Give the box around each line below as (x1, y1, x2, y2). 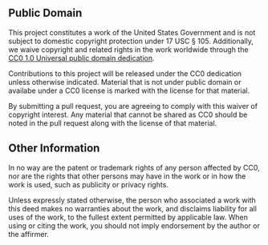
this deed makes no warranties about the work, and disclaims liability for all (8, 203, 257, 213)
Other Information (8, 142, 100, 155)
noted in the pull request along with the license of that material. (8, 118, 217, 127)
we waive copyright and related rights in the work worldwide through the (8, 44, 249, 54)
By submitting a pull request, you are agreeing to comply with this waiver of (8, 101, 258, 110)
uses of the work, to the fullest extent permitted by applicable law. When (8, 212, 249, 222)
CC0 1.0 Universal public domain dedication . (8, 53, 155, 62)
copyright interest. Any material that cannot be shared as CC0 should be (8, 110, 248, 119)
